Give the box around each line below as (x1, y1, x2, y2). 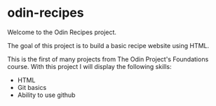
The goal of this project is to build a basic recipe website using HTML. (7, 41, 210, 50)
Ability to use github (17, 91, 76, 99)
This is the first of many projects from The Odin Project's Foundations (7, 54, 209, 63)
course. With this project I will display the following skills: (7, 62, 172, 70)
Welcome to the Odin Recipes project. (7, 28, 117, 36)
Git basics (17, 83, 47, 91)
